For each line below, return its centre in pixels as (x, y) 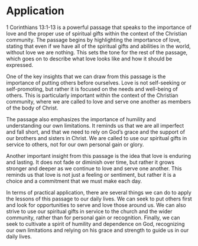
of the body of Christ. (32, 108)
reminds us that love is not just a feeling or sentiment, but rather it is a (91, 174)
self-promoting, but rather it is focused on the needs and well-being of (92, 89)
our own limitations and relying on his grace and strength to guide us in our (98, 230)
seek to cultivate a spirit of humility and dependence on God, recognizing (95, 224)
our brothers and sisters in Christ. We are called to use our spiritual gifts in (97, 138)
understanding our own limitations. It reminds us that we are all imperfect (95, 125)
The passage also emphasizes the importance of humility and (81, 119)
